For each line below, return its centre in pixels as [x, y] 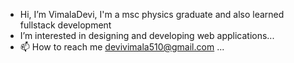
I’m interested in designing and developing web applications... [147, 35]
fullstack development [65, 25]
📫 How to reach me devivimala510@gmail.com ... [122, 47]
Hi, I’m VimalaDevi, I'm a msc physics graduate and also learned [152, 14]
